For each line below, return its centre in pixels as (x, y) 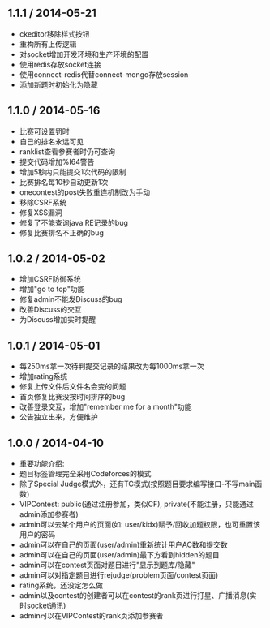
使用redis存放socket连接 (60, 64)
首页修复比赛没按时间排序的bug (72, 397)
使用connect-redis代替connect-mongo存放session (104, 74)
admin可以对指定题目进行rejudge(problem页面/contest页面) (119, 575)
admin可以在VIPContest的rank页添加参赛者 (91, 616)
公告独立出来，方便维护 (58, 417)
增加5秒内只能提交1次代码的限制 (73, 172)
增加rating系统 (43, 376)
